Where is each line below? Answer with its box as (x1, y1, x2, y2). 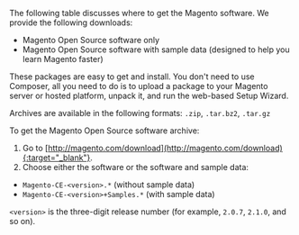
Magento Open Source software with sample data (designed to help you (22, 44, 290, 55)
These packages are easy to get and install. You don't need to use (9, 71, 255, 82)
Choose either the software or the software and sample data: (22, 162, 249, 172)
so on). (9, 216, 36, 226)
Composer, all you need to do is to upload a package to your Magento (9, 81, 268, 91)
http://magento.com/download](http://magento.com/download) (48, 143, 284, 153)
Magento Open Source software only (22, 35, 160, 45)
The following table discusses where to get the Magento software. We (9, 8, 269, 18)
